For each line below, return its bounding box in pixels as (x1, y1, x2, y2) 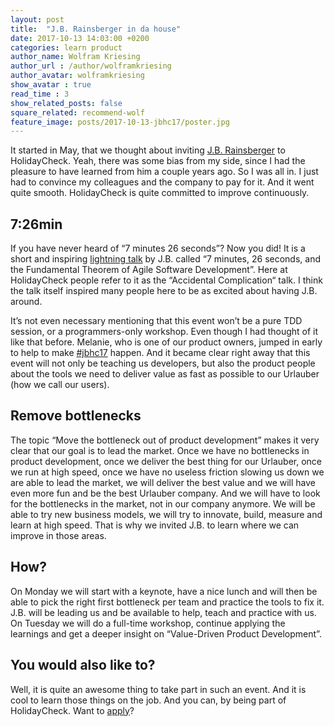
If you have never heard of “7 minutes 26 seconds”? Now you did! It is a (10, 242, 306, 255)
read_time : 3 (10, 89, 70, 99)
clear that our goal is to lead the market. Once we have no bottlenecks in (10, 444, 310, 456)
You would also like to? (10, 657, 156, 674)
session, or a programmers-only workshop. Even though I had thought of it (10, 326, 319, 338)
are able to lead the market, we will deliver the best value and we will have (10, 476, 316, 488)
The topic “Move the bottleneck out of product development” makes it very (10, 434, 320, 446)
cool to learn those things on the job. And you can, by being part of (10, 694, 287, 706)
